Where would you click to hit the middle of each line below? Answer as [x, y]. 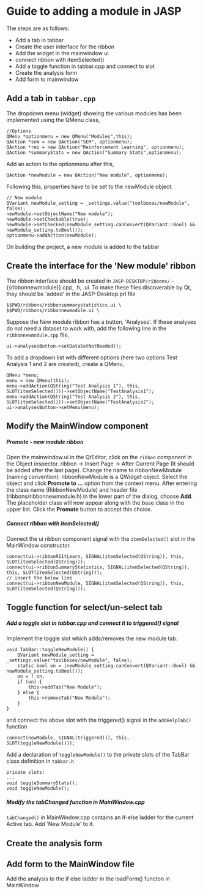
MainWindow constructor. [39, 545]
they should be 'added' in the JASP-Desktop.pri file [71, 294]
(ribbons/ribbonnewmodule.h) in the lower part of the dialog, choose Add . [100, 496]
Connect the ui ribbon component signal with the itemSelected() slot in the [101, 538]
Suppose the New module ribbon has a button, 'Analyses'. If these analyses [102, 322]
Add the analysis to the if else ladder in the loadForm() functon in [88, 879]
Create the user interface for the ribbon [65, 47]
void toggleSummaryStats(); [42, 783]
